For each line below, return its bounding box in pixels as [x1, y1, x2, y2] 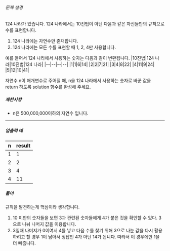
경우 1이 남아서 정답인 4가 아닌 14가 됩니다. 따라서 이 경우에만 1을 [31, 234, 160, 240]
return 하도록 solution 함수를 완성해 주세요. [5, 84, 91, 90]
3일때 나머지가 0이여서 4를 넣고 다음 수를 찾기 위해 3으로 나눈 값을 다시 [12, 228, 153, 234]
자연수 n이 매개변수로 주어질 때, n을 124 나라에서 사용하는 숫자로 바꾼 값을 [5, 78, 151, 84]
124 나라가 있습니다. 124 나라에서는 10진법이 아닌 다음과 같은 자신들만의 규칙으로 [5, 21, 165, 27]
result [16, 142, 31, 149]
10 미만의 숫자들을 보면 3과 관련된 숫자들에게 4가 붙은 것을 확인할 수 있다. [12, 215, 158, 221]
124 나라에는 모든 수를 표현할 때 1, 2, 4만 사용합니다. [12, 44, 116, 50]
